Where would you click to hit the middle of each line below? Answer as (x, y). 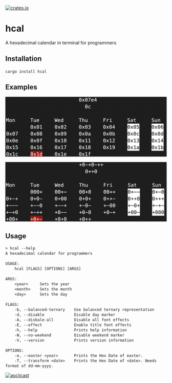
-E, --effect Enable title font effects (73, 325)
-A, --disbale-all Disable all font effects (72, 320)
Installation (24, 59)
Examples (21, 87)
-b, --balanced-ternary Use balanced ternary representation (84, 309)
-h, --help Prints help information (71, 330)
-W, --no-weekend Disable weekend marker (70, 335)
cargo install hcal (26, 72)
